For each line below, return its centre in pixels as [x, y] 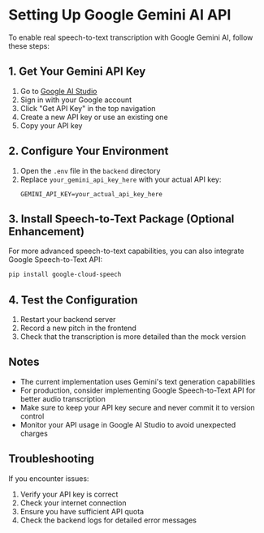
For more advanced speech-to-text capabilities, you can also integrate [126, 251]
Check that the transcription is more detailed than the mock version [133, 337]
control [32, 416]
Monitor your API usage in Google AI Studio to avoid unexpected [128, 424]
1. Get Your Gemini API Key [77, 72]
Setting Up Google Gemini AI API [120, 15]
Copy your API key [51, 125]
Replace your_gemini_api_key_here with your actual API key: [121, 179]
